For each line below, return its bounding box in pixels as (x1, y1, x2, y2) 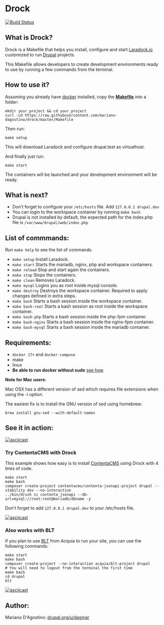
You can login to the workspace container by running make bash (12, 209, 141, 215)
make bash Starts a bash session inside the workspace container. (12, 298, 143, 304)
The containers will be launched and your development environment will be (5, 171, 157, 177)
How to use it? (5, 81, 50, 89)
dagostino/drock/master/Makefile (5, 117, 74, 122)
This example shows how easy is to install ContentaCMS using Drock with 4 (5, 460, 159, 466)
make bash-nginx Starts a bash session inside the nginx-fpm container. (12, 319, 155, 325)
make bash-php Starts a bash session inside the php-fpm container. (12, 314, 147, 320)
